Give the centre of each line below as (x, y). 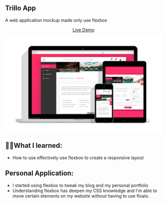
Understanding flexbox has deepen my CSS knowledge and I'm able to (85, 191)
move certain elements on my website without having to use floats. (81, 196)
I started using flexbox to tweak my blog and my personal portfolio (80, 185)
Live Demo (83, 30)
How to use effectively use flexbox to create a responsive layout (78, 157)
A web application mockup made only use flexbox (56, 20)
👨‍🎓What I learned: (34, 146)
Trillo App (21, 8)
